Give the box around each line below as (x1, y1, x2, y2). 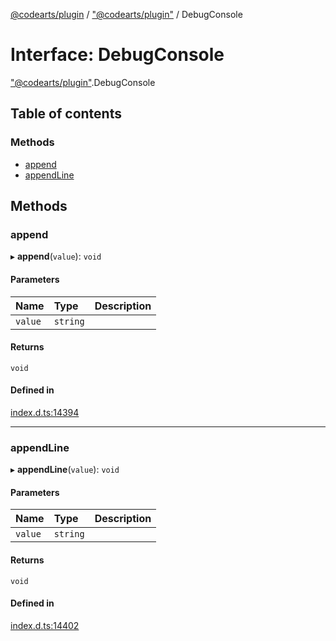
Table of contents (10, 105, 122, 123)
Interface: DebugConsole (10, 44, 225, 66)
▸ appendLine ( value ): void (10, 464, 120, 476)
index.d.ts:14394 (10, 406, 80, 418)
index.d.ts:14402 (10, 619, 80, 631)
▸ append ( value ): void (10, 250, 102, 263)
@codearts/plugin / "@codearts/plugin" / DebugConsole (10, 9, 243, 20)
